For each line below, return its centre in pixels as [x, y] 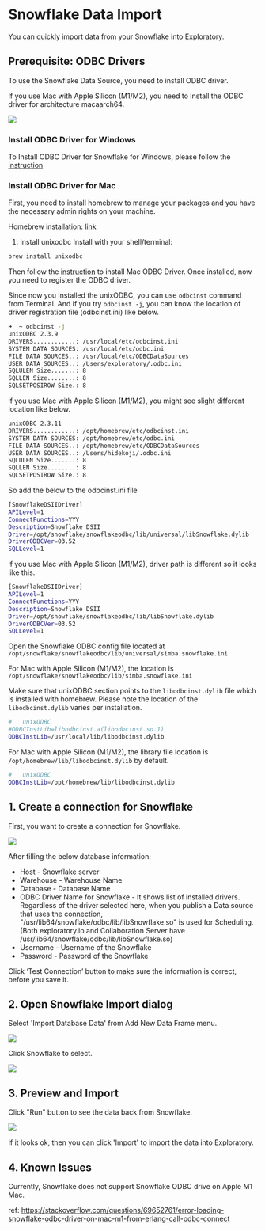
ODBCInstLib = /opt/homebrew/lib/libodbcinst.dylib [92, 782]
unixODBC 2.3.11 [35, 424]
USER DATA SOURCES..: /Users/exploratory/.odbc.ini [95, 363]
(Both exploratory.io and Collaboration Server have [102, 930]
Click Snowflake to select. [50, 1054]
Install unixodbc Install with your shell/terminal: [96, 242]
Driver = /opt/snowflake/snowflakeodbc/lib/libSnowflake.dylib [111, 616]
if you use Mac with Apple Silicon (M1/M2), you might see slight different [127, 401]
